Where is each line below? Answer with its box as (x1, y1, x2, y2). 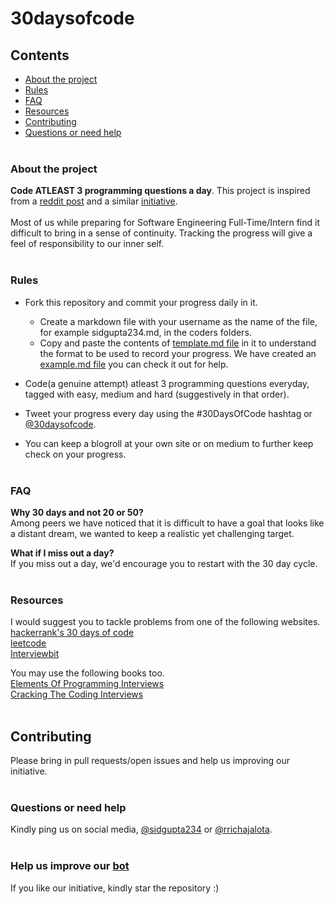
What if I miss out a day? (10, 547, 115, 559)
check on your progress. (24, 448, 127, 460)
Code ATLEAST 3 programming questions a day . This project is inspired (10, 185, 311, 197)
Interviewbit (10, 648, 60, 660)
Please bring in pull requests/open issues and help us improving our (10, 755, 291, 766)
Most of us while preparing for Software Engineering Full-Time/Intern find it (10, 217, 320, 229)
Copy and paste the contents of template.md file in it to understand (39, 337, 317, 349)
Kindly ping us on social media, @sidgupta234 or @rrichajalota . (10, 823, 273, 836)
